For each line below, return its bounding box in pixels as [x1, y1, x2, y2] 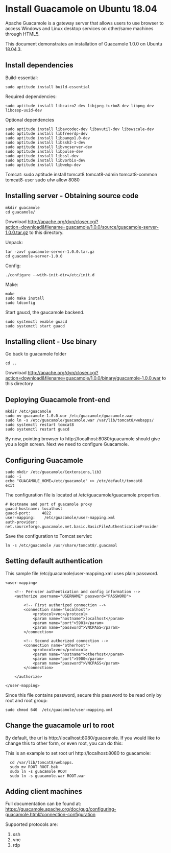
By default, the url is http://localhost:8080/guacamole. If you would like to [5, 734, 160, 741]
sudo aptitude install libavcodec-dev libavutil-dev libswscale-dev [5, 126, 154, 132]
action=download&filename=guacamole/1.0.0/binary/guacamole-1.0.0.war [5, 375, 161, 381]
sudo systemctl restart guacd [5, 427, 70, 432]
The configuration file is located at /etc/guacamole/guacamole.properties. [5, 492, 161, 498]
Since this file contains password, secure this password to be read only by [5, 692, 162, 698]
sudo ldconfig [5, 300, 36, 305]
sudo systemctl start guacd [5, 323, 65, 328]
